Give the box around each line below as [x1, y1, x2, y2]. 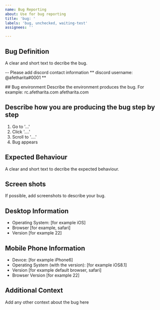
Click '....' [12, 129, 31, 135]
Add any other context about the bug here [5, 299, 89, 305]
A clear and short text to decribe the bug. [5, 60, 88, 66]
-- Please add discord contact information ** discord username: [5, 69, 133, 75]
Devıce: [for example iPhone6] [12, 257, 73, 263]
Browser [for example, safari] [12, 225, 71, 231]
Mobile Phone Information [5, 244, 85, 252]
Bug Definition [5, 47, 49, 56]
